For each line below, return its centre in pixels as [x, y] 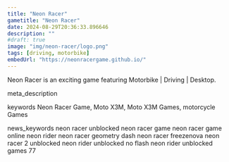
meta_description [32, 93]
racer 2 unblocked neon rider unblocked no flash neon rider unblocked [110, 143]
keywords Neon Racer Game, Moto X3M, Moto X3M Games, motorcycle [112, 107]
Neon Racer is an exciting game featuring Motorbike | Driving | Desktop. [112, 80]
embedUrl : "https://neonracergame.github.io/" [77, 60]
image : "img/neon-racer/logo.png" [58, 46]
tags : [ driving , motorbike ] [49, 54]
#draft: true [26, 40]
